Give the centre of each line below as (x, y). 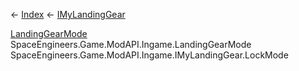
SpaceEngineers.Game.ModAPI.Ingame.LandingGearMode (131, 44)
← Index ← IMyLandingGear (68, 14)
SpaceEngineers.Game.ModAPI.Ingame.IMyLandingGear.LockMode (149, 55)
